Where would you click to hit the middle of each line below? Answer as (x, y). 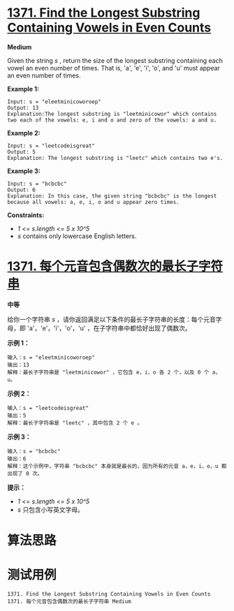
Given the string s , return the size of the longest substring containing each (115, 60)
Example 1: (23, 89)
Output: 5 (22, 152)
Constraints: (26, 215)
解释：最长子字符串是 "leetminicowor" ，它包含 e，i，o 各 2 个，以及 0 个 (108, 372)
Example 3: (24, 171)
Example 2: (24, 133)
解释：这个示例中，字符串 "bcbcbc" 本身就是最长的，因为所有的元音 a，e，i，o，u (113, 466)
